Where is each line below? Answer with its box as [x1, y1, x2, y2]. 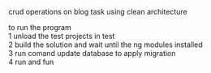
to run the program [8, 23, 71, 32]
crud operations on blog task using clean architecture [8, 7, 188, 16]
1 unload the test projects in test [8, 32, 115, 41]
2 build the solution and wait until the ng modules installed [8, 40, 203, 49]
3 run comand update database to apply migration [8, 49, 176, 58]
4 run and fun [8, 57, 54, 67]
